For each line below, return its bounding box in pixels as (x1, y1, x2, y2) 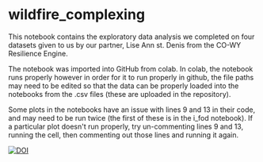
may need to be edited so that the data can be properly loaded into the (8, 81, 239, 91)
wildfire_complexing (8, 6, 145, 24)
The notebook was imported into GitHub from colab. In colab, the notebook (8, 64, 253, 73)
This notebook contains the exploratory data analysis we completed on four (8, 32, 255, 41)
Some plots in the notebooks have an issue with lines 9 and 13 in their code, (8, 105, 256, 114)
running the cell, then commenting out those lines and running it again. (8, 129, 239, 140)
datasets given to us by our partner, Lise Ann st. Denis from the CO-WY (8, 40, 242, 49)
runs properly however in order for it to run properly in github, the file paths (8, 72, 254, 82)
